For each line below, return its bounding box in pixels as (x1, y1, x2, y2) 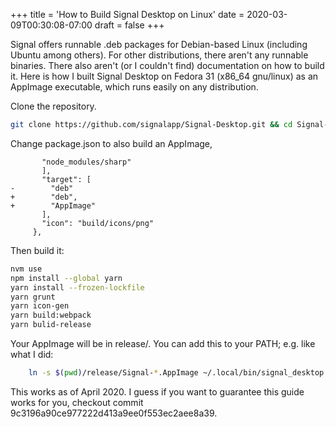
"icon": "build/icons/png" (41, 218, 155, 228)
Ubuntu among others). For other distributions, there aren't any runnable (10, 49, 309, 61)
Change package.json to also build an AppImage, (10, 137, 213, 149)
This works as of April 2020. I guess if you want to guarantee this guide (10, 385, 305, 398)
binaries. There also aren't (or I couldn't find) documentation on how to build (10, 60, 325, 71)
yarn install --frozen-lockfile (10, 282, 145, 293)
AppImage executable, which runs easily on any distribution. (10, 81, 259, 93)
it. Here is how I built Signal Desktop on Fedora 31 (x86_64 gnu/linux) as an (10, 70, 319, 82)
